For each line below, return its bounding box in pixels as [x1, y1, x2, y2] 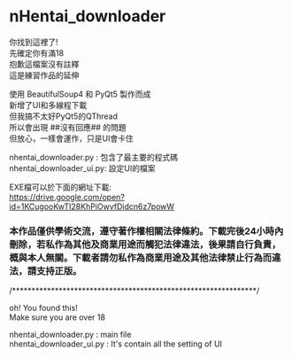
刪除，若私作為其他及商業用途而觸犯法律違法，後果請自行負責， [9, 237, 281, 250]
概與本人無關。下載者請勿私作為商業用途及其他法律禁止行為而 [9, 251, 273, 263]
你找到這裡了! [9, 36, 59, 47]
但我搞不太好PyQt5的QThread [9, 111, 118, 121]
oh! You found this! [9, 303, 78, 314]
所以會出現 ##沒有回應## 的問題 [9, 121, 127, 132]
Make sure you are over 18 [9, 312, 106, 323]
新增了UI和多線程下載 [9, 99, 88, 110]
